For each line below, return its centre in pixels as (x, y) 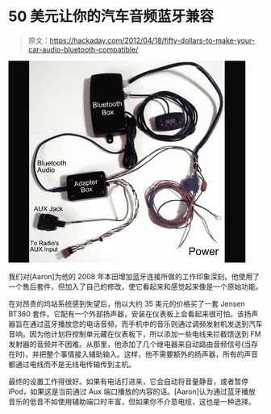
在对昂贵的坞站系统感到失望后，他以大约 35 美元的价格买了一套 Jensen (127, 303)
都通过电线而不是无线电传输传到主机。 (72, 364)
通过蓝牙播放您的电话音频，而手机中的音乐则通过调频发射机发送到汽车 (146, 324)
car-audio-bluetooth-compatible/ (83, 49)
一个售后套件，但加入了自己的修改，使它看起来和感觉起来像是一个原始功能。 (135, 286)
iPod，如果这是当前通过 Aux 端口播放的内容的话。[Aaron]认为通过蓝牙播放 (132, 391)
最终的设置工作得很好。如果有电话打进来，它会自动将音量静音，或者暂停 (128, 381)
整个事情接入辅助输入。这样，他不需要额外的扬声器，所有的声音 (152, 354)
